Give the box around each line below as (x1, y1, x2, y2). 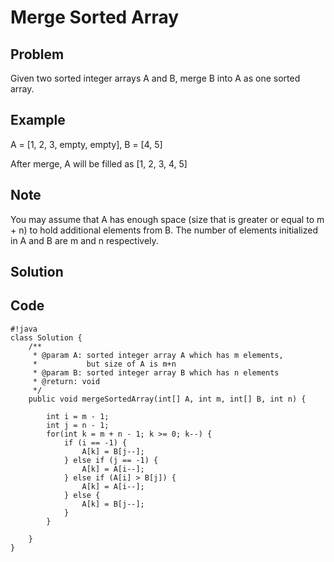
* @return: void (32, 376, 101, 386)
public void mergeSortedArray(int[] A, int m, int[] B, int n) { (28, 394, 307, 404)
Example (10, 112, 66, 129)
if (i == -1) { (63, 437, 128, 448)
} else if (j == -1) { (63, 455, 159, 465)
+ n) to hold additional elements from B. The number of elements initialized (10, 224, 319, 236)
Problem (10, 46, 65, 63)
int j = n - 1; (46, 420, 110, 430)
